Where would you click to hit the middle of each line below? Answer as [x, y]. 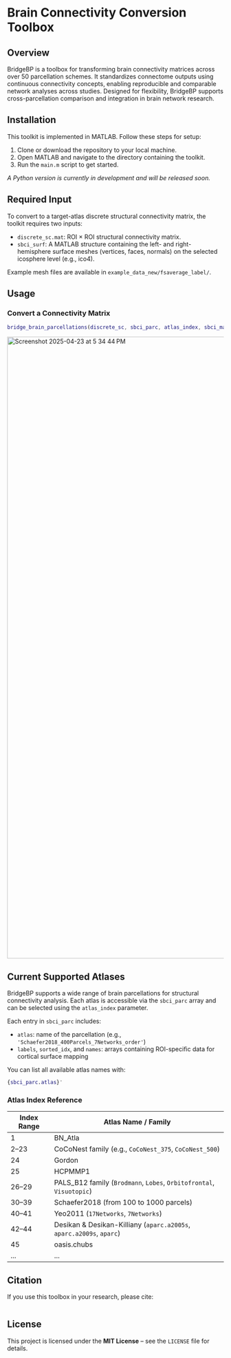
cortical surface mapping [53, 1056]
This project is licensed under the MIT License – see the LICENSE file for [108, 1341]
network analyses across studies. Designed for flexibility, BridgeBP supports [115, 91]
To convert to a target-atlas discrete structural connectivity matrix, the [107, 216]
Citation [25, 1280]
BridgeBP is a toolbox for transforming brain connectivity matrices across [111, 69]
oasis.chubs [74, 1244]
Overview [29, 53]
